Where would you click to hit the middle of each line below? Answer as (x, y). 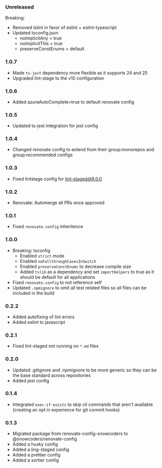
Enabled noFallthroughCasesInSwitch (58, 261)
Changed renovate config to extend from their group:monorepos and (83, 150)
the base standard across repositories (51, 375)
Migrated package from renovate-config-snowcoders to (70, 433)
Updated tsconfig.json (35, 33)
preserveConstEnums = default (52, 49)
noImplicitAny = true (41, 38)
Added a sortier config (35, 460)
